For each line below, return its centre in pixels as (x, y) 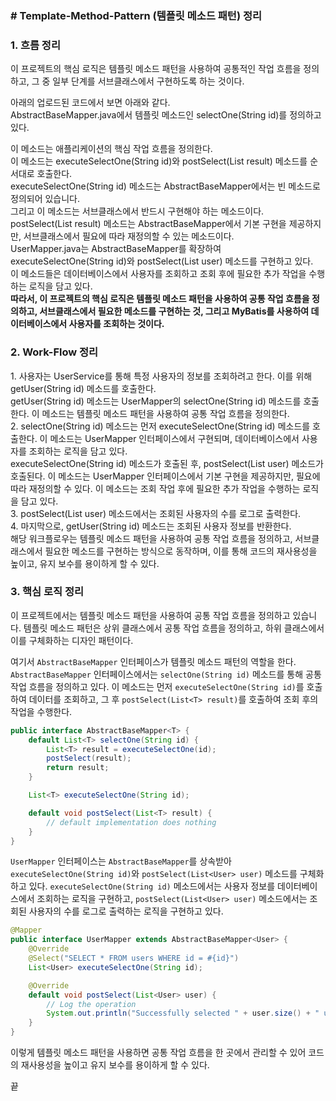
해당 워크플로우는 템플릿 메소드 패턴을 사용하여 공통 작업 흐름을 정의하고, (151, 538)
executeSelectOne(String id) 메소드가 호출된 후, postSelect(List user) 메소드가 (167, 463)
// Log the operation (91, 1004)
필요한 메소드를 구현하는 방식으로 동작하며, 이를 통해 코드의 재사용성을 (181, 551)
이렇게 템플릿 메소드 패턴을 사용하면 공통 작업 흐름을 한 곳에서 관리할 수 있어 (158, 1053)
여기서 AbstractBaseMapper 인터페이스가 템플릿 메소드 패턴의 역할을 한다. (153, 661)
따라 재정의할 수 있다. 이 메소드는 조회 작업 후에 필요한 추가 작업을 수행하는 (155, 488)
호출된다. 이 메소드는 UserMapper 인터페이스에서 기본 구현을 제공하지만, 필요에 (165, 476)
